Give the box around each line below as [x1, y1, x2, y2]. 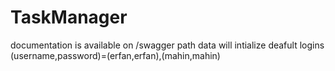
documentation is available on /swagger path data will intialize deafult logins [10, 39, 325, 51]
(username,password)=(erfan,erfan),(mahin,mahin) [10, 49, 221, 61]
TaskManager [10, 6, 128, 29]
